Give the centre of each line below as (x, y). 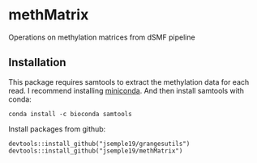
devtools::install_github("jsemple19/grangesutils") (99, 144)
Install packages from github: (57, 129)
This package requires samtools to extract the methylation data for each (129, 81)
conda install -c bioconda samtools (70, 114)
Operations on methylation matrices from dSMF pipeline (102, 37)
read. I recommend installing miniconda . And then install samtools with (126, 90)
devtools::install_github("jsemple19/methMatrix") (96, 151)
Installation (37, 63)
